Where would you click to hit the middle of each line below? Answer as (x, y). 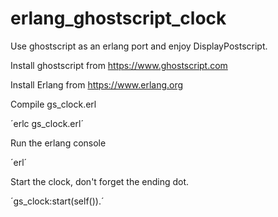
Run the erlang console (58, 143)
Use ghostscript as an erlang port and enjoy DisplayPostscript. (139, 46)
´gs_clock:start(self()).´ (57, 201)
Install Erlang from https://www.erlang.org (97, 84)
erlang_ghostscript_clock (118, 18)
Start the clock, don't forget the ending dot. (100, 181)
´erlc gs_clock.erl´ (47, 123)
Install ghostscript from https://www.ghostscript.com (119, 65)
